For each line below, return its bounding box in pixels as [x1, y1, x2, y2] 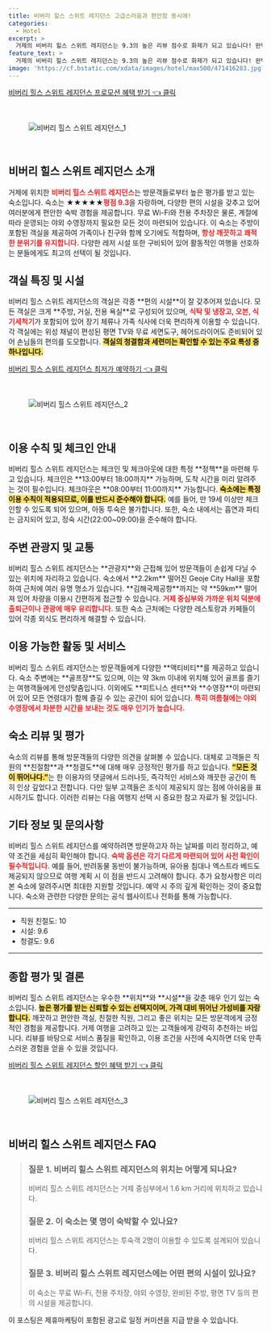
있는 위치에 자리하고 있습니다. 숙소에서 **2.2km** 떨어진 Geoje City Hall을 [8, 574, 246, 583]
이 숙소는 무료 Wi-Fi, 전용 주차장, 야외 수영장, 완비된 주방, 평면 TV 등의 [27, 1288, 251, 1297]
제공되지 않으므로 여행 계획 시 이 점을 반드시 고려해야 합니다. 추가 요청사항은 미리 [8, 871, 262, 881]
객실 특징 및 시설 [8, 274, 85, 287]
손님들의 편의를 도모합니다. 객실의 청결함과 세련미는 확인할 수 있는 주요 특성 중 [16, 337, 260, 347]
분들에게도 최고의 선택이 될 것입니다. [16, 248, 131, 258]
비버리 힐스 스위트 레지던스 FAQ [8, 1137, 157, 1151]
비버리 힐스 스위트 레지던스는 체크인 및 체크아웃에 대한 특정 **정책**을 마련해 [8, 464, 251, 474]
